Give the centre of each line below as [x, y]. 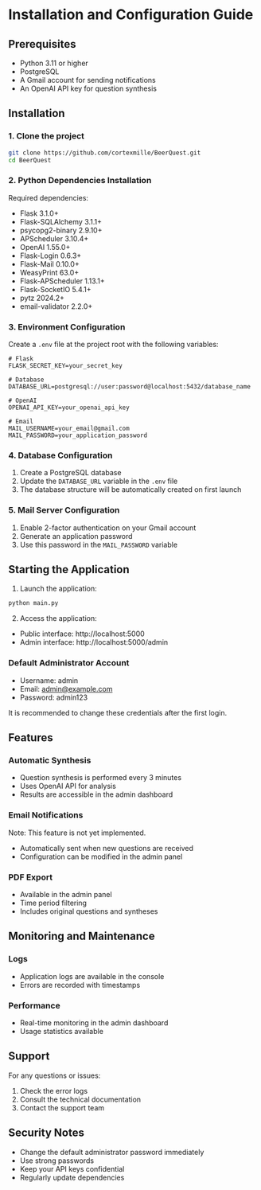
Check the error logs [54, 1091]
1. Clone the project [47, 136]
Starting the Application [69, 570]
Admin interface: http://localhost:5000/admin [94, 642]
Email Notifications [46, 815]
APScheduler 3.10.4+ [54, 238]
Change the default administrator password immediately [112, 1152]
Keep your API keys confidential [72, 1169]
